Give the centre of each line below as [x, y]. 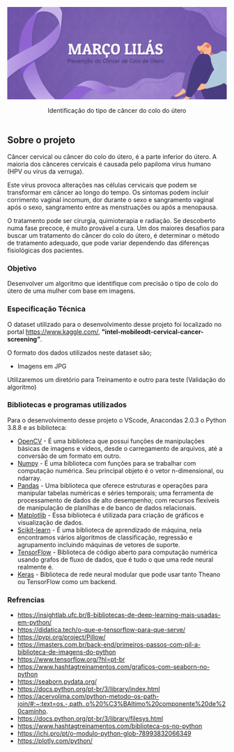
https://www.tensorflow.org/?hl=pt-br [71, 659]
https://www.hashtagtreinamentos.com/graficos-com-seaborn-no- [114, 667]
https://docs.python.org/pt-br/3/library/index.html [88, 689]
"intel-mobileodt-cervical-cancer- [153, 332]
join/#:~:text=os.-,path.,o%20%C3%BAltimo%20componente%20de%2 [122, 704]
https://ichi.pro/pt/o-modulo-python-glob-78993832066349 [104, 734]
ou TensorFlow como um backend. [67, 581]
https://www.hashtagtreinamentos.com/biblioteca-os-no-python [110, 726]
